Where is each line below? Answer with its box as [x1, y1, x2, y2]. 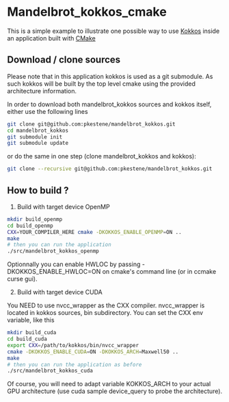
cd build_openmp [7, 222, 53, 229]
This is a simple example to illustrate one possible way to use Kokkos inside [7, 27, 220, 35]
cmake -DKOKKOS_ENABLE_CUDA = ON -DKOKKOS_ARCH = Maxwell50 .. [7, 348, 179, 355]
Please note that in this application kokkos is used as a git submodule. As [7, 72, 213, 80]
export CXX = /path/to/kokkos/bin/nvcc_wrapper [7, 342, 139, 348]
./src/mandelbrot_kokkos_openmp [7, 248, 99, 255]
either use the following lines [7, 107, 88, 115]
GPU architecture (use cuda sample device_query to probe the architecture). [7, 387, 223, 395]
